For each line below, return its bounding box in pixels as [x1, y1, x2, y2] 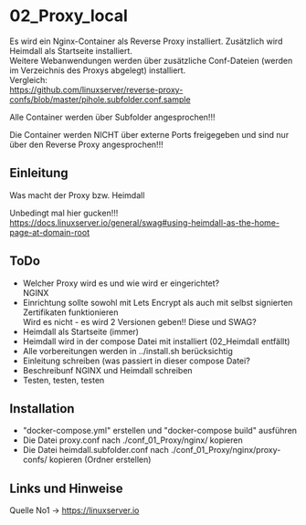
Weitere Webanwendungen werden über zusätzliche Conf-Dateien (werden [9, 55, 293, 66]
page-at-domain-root [9, 226, 90, 237]
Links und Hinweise [9, 480, 123, 496]
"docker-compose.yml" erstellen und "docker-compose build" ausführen [22, 425, 298, 436]
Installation [9, 401, 75, 416]
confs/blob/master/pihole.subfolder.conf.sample [9, 93, 191, 105]
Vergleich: [9, 74, 47, 85]
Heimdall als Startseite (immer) [22, 326, 140, 337]
